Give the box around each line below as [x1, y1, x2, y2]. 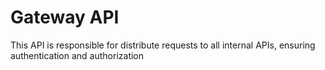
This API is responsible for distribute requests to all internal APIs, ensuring [10, 39, 316, 51]
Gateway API [10, 6, 120, 29]
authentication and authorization [10, 49, 145, 61]
